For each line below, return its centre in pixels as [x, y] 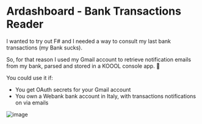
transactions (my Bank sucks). [44, 48]
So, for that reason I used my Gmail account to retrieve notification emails [99, 59]
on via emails [32, 103]
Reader [25, 24]
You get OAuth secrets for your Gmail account [73, 89]
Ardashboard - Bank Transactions [94, 11]
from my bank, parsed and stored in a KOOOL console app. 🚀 [83, 66]
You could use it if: [30, 78]
